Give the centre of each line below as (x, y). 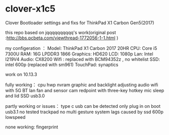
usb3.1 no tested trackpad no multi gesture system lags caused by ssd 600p (84, 112)
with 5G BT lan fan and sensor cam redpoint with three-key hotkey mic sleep (85, 90)
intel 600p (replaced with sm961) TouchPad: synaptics (62, 64)
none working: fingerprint (32, 127)
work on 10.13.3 (21, 74)
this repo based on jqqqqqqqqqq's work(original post (61, 32)
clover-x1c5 (30, 9)
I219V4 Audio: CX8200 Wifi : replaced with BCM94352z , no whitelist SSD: (83, 59)
